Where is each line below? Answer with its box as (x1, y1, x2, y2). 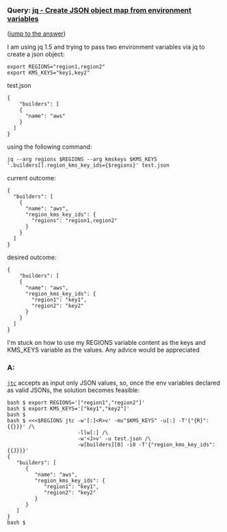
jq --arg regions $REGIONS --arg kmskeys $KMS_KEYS (7, 156, 157, 163)
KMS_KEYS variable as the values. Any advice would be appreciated (7, 346, 200, 354)
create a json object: (7, 50, 65, 58)
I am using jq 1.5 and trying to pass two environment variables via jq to (7, 43, 205, 51)
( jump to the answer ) (7, 29, 66, 38)
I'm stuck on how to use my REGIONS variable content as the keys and (7, 339, 206, 347)
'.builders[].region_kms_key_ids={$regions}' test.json (7, 162, 170, 169)
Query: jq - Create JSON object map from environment (7, 5, 191, 15)
